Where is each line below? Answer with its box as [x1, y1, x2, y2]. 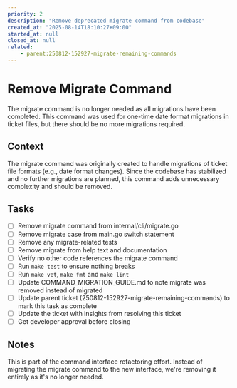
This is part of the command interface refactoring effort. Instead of [7, 357, 203, 366]
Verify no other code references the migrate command [17, 254, 178, 262]
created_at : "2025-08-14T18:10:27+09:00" [7, 24, 132, 31]
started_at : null [7, 30, 59, 38]
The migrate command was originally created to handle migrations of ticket [7, 159, 228, 168]
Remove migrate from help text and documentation [17, 245, 167, 254]
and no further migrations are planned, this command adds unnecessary [7, 174, 220, 183]
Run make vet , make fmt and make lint [17, 270, 130, 278]
